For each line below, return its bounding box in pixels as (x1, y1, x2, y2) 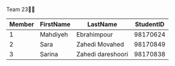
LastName (87, 20, 118, 28)
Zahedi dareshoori (76, 50, 129, 58)
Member (9, 20, 34, 28)
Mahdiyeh (40, 30, 68, 39)
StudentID (135, 20, 165, 28)
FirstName (40, 20, 71, 28)
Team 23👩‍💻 (6, 6, 35, 13)
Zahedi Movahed (76, 40, 124, 48)
